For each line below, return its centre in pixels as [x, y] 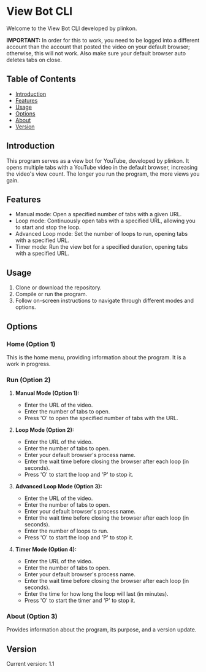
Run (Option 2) [29, 380]
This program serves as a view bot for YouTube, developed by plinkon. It [98, 160]
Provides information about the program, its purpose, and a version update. [101, 630]
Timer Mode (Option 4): [46, 549]
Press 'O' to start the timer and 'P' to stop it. [80, 601]
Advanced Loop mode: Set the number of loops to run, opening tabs [101, 234]
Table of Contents [41, 79]
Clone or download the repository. [59, 287]
